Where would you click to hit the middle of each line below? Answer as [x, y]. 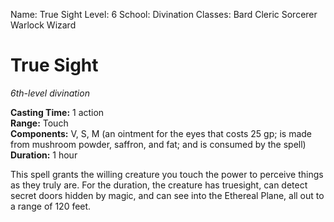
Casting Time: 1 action [57, 112]
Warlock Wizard [43, 25]
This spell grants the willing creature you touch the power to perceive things [167, 174]
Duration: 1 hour [44, 155]
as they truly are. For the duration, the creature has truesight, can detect [159, 185]
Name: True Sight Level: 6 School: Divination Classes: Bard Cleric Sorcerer [164, 14]
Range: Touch [39, 123]
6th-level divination [50, 93]
